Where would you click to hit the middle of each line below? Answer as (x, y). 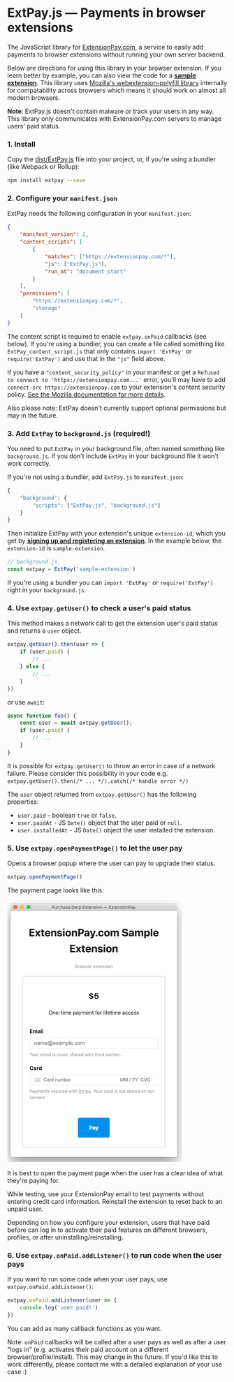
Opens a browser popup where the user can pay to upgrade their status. (111, 863)
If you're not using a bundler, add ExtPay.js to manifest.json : (96, 477)
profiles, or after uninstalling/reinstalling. (65, 1237)
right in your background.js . (47, 590)
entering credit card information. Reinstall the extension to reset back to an (115, 1201)
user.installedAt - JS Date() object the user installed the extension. (116, 830)
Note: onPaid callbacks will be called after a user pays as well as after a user (117, 1341)
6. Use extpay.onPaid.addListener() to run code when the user (115, 1255)
